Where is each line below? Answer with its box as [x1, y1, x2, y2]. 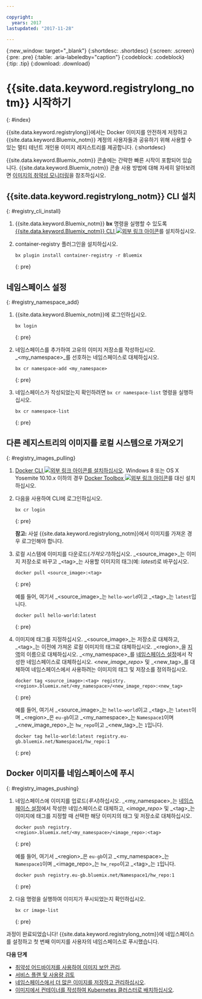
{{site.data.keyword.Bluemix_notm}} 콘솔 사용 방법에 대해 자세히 [19, 164, 175, 172]
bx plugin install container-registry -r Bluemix [14, 252, 143, 259]
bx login [14, 323, 37, 329]
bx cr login [14, 507, 45, 513]
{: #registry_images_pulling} [6, 454, 76, 461]
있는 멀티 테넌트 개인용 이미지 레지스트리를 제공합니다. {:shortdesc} [6, 144, 166, 151]
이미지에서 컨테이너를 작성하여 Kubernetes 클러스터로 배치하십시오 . [14, 986, 175, 994]
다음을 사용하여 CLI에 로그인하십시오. [14, 495, 103, 502]
